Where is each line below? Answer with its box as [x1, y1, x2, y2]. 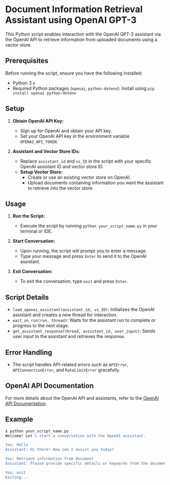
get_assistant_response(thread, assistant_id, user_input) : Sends [12, 328, 156, 334]
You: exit [5, 470, 26, 475]
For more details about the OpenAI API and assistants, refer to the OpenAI [5, 395, 159, 401]
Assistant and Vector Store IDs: [12, 148, 80, 154]
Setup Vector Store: [20, 169, 63, 175]
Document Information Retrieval [5, 4, 143, 15]
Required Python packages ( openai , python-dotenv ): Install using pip [12, 85, 155, 91]
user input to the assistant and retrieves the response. [12, 333, 125, 340]
